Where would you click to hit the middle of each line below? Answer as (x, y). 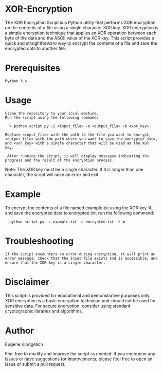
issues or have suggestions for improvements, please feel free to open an (79, 359)
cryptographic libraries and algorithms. (44, 311)
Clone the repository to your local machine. (52, 113)
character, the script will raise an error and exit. (52, 175)
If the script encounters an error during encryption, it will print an (80, 254)
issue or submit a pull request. (35, 364)
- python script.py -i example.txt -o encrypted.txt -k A (65, 222)
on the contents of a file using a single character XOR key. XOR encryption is (82, 27)
